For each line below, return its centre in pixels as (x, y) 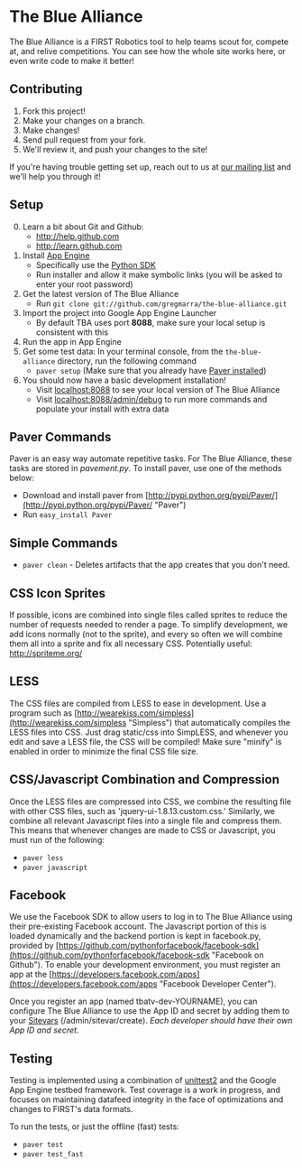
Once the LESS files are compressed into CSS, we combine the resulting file (150, 802)
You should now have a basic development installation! (124, 380)
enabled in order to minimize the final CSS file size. (104, 751)
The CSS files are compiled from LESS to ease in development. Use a (138, 703)
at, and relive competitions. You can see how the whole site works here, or (148, 51)
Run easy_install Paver (67, 514)
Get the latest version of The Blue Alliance (101, 293)
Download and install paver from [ (85, 496)
